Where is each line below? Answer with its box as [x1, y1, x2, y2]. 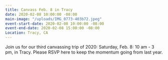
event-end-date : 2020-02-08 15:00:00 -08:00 [5, 26, 100, 31]
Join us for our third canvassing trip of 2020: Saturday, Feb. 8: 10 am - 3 [5, 44, 154, 50]
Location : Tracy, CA [5, 30, 49, 35]
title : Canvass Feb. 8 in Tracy [5, 7, 73, 12]
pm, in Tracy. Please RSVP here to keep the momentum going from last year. [5, 49, 163, 55]
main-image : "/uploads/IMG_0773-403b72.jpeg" [5, 16, 102, 21]
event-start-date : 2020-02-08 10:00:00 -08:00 [5, 21, 104, 26]
